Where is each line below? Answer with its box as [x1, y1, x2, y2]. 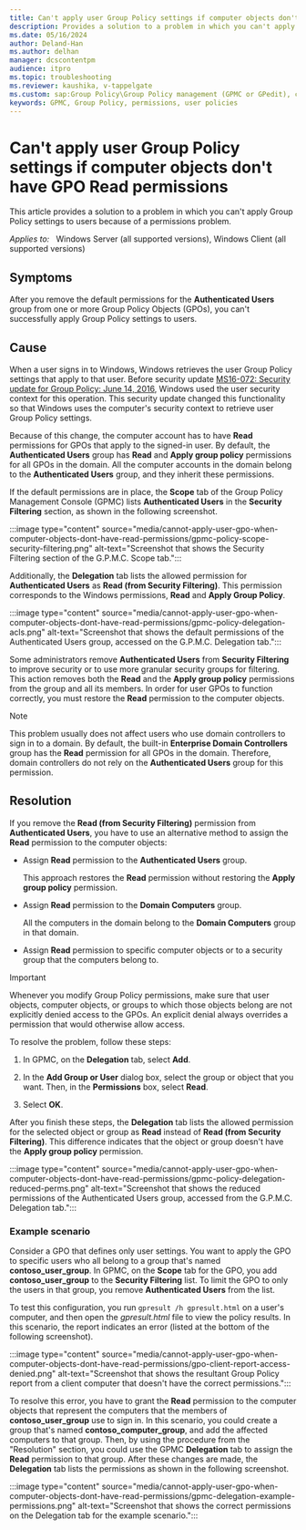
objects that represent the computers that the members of [9, 1405, 228, 1416]
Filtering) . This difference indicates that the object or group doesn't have [9, 1136, 284, 1147]
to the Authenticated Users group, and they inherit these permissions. [9, 469, 275, 480]
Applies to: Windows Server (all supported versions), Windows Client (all [9, 233, 287, 244]
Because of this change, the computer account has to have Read [9, 429, 253, 440]
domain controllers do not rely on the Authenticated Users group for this [9, 757, 284, 768]
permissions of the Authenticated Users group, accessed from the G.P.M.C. [9, 1192, 293, 1204]
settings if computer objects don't [9, 157, 273, 178]
